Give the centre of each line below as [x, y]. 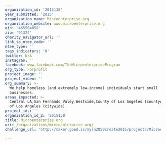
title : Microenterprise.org [34, 120]
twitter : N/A [19, 56]
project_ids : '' [22, 111]
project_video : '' [24, 79]
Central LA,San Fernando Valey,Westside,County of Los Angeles [76, 102]
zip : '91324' [19, 33]
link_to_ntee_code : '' [28, 42]
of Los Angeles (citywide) [37, 106]
